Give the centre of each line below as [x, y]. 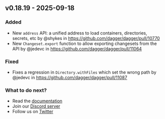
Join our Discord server [36, 106]
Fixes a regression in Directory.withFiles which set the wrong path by [84, 72]
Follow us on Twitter [33, 112]
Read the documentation [37, 101]
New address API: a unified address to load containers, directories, [80, 33]
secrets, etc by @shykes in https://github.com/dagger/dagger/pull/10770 [86, 38]
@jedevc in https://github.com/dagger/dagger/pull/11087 [70, 77]
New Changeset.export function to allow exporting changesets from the [84, 43]
